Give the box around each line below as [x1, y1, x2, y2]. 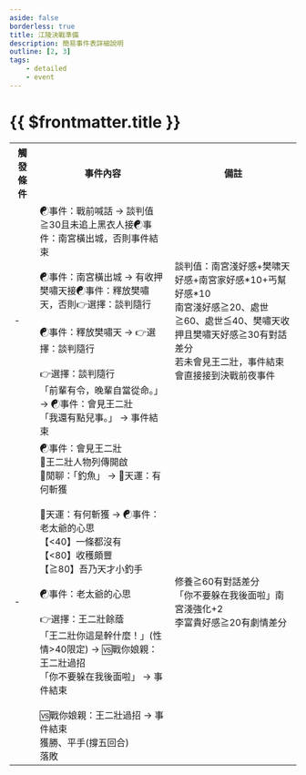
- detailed [25, 65, 67, 74]
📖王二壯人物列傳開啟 [39, 455, 128, 468]
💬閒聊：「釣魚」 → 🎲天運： [39, 469, 153, 482]
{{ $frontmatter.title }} [9, 111, 181, 132]
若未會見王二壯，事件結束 [174, 356, 285, 369]
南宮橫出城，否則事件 [57, 231, 150, 244]
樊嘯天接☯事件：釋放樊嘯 [39, 284, 150, 297]
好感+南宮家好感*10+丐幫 [174, 274, 287, 287]
